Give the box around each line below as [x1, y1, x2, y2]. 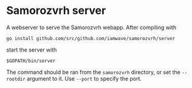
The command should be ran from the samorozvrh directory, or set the [6, 68, 180, 76]
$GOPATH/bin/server [6, 58, 56, 64]
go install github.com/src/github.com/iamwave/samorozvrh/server [6, 35, 175, 41]
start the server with [6, 46, 57, 53]
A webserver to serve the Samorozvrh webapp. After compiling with [6, 24, 177, 31]
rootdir [6, 76, 26, 82]
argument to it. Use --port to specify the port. [27, 75, 142, 82]
